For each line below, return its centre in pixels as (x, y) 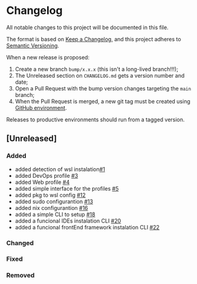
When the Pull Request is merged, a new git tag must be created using (102, 101)
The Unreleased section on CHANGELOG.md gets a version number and (100, 75)
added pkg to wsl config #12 (50, 195)
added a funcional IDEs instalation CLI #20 (68, 221)
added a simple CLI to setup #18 (55, 214)
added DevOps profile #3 (47, 175)
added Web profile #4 (42, 182)
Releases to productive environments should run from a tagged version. (95, 120)
